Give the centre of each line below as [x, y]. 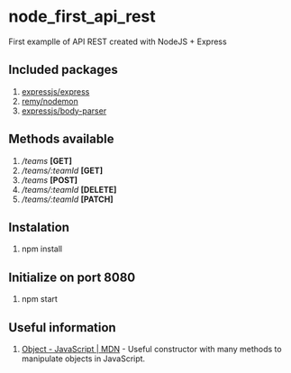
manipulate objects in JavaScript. [83, 359]
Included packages [63, 70]
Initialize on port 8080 [72, 277]
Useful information [62, 328]
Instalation [39, 227]
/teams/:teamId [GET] [62, 170]
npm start [39, 299]
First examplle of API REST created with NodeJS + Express [118, 41]
